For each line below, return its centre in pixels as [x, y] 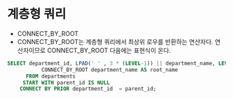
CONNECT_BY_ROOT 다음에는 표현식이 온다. [109, 50]
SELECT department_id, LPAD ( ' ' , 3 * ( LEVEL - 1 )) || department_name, [111, 63]
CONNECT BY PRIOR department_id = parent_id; [88, 89]
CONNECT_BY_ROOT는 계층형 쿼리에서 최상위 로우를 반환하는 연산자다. [115, 41]
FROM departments [51, 76]
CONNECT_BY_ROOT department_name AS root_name [110, 69]
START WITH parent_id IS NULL [66, 82]
